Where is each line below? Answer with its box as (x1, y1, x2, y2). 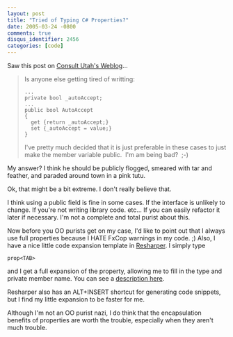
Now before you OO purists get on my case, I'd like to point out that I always (7, 227, 225, 235)
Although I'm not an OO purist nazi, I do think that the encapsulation (7, 309, 202, 317)
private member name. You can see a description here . (7, 274, 165, 282)
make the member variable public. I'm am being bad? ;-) (24, 151, 189, 158)
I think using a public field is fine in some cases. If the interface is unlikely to (7, 199, 225, 206)
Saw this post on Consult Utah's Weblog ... (7, 62, 128, 69)
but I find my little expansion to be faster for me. (7, 295, 145, 303)
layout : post (7, 10, 45, 17)
